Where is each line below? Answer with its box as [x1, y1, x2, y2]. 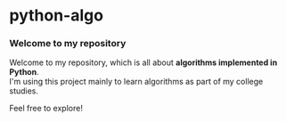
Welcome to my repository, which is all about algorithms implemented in [9, 57, 278, 68]
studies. [9, 85, 38, 96]
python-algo [9, 5, 104, 26]
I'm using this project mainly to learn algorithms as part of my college [9, 77, 264, 87]
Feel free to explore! [9, 103, 83, 114]
